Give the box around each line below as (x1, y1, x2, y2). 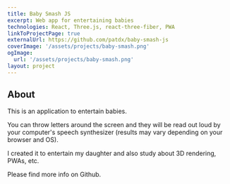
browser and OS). (7, 136, 59, 144)
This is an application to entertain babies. (7, 107, 127, 116)
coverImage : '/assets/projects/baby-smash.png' (7, 43, 150, 50)
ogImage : (7, 50, 33, 57)
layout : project (7, 63, 55, 70)
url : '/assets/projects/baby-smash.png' (13, 56, 134, 63)
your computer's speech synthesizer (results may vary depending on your (7, 128, 223, 137)
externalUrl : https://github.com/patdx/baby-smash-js (7, 37, 169, 44)
